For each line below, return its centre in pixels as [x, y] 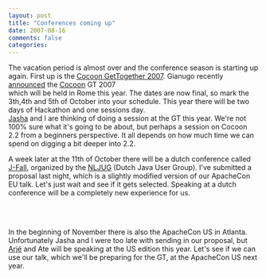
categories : [28, 45]
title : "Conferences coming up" [62, 23]
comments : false [35, 38]
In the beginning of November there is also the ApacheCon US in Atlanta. [128, 232]
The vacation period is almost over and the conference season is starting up [133, 68]
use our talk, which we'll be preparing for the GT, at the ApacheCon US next [133, 257]
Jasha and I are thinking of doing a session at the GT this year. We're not [127, 118]
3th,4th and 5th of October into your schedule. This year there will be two [129, 102]
